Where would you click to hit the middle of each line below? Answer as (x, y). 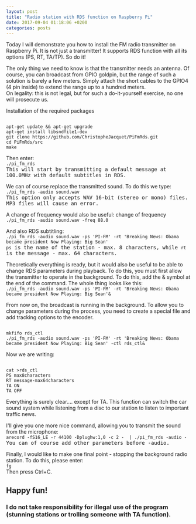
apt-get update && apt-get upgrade (49, 127)
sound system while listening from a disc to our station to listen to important (97, 408)
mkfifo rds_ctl (25, 333)
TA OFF (14, 391)
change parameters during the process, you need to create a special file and (98, 311)
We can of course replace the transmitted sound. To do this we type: (89, 187)
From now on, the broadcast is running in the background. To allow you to (95, 305)
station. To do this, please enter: (45, 461)
